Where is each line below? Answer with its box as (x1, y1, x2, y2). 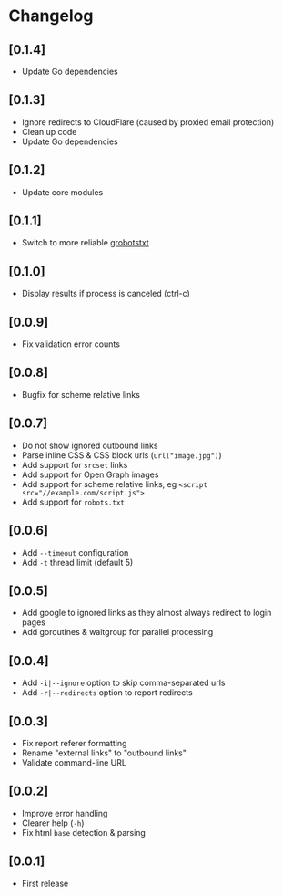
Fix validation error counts (21, 339, 120, 349)
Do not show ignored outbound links (21, 440, 158, 451)
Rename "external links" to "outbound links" (21, 747, 187, 758)
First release (21, 878, 69, 889)
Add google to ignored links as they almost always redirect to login (21, 608, 272, 619)
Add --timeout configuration (21, 547, 129, 557)
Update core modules (21, 186, 104, 197)
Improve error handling (21, 807, 108, 818)
